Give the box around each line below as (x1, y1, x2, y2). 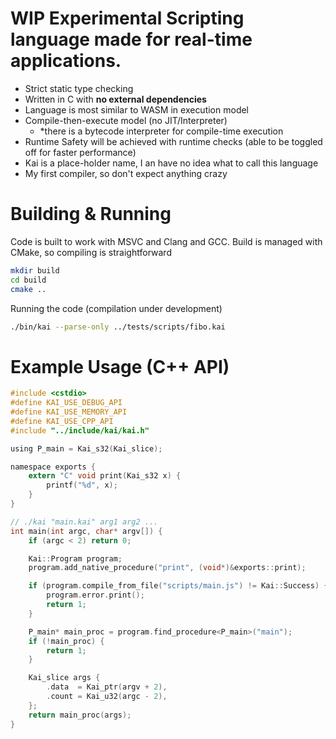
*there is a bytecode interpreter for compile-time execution (39, 125, 284, 137)
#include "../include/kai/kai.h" (10, 425, 150, 436)
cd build (10, 275, 47, 285)
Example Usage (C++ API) (10, 355, 230, 378)
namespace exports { (10, 462, 97, 472)
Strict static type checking (24, 82, 134, 94)
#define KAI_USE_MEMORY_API (10, 407, 128, 417)
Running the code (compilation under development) (10, 302, 223, 314)
